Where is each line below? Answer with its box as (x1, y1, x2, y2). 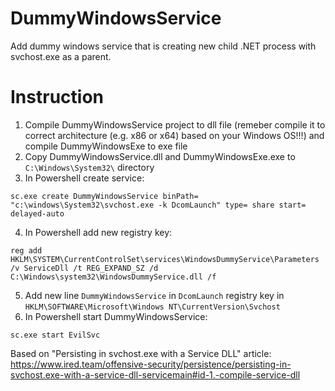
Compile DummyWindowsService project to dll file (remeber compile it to (24, 118, 326, 131)
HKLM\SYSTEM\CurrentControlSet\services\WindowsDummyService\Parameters (10, 254, 320, 264)
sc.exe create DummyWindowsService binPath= (10, 191, 199, 201)
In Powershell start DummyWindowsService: (24, 310, 208, 322)
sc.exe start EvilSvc (10, 330, 101, 340)
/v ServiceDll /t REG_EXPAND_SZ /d (10, 263, 159, 273)
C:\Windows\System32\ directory (24, 161, 155, 173)
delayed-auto (10, 208, 65, 219)
